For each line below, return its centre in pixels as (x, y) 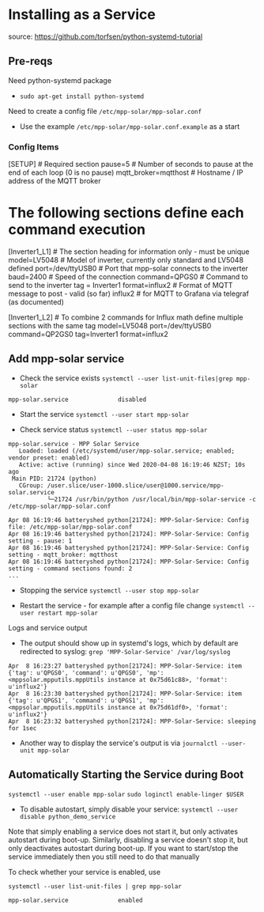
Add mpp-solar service (66, 359)
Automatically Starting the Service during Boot (126, 775)
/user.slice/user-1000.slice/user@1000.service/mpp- (136, 485)
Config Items (34, 146)
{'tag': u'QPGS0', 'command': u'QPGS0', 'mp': (86, 673)
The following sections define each (126, 213)
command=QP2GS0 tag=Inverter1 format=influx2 (88, 334)
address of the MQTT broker (55, 181)
